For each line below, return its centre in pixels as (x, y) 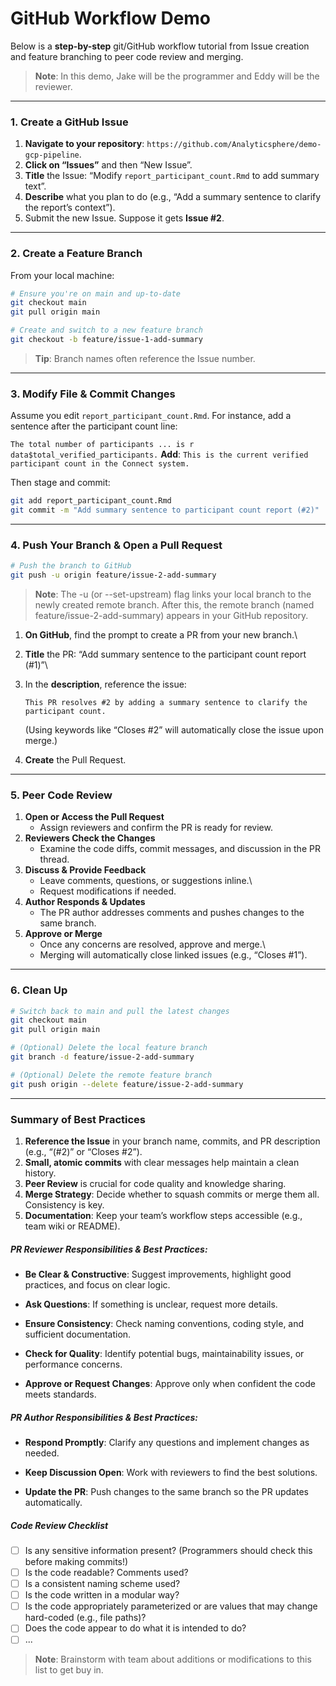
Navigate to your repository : (84, 144)
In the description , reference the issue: (105, 684)
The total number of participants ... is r (102, 445)
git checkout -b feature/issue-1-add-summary (106, 340)
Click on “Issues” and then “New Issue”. (108, 165)
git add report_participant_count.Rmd (91, 501)
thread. (54, 859)
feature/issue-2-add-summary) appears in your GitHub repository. (171, 615)
